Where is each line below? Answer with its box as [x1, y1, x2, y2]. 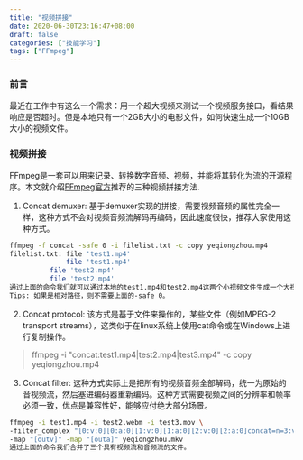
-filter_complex [9, 426, 70, 436]
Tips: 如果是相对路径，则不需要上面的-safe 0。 [9, 290, 170, 300]
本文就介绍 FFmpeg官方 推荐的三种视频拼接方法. [24, 181, 200, 192]
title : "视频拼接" [9, 13, 74, 23]
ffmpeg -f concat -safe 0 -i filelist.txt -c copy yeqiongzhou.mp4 [9, 241, 269, 250]
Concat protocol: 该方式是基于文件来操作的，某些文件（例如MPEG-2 [22, 308, 277, 319]
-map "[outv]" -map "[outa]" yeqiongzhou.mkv [9, 435, 183, 444]
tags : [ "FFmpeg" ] [9, 47, 75, 56]
